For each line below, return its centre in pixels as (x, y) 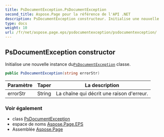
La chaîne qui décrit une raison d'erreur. (102, 93)
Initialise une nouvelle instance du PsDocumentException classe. (68, 64)
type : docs (16, 23)
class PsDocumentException (41, 119)
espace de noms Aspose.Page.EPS (48, 124)
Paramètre (20, 85)
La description (102, 85)
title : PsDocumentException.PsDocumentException (56, 10)
